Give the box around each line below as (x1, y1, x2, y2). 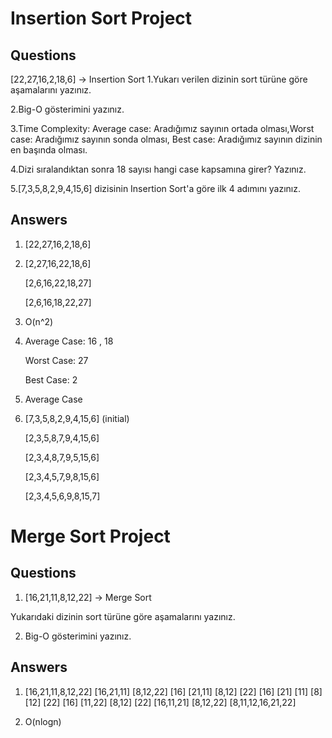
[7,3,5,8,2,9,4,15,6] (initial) (24, 412, 130, 424)
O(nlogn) (24, 715, 62, 727)
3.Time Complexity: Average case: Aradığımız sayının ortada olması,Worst (10, 123, 315, 134)
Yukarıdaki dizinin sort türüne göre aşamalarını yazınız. (10, 610, 236, 622)
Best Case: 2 (24, 373, 78, 386)
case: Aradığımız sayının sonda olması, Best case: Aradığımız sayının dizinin (10, 133, 323, 145)
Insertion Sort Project (10, 7, 193, 30)
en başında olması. (10, 144, 88, 156)
